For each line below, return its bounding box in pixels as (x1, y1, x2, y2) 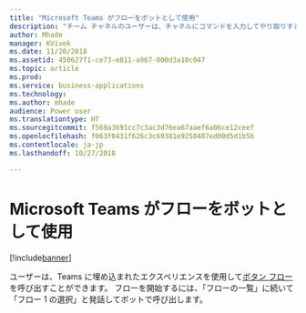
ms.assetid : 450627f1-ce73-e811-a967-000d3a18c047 (9, 56, 206, 65)
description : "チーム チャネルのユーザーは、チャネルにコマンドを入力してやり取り (9, 22, 287, 31)
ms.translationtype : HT (9, 115, 100, 124)
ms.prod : (9, 73, 43, 82)
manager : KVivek (9, 38, 71, 48)
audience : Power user (9, 106, 92, 116)
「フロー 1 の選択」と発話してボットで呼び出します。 (9, 293, 208, 305)
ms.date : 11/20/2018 (9, 47, 88, 56)
